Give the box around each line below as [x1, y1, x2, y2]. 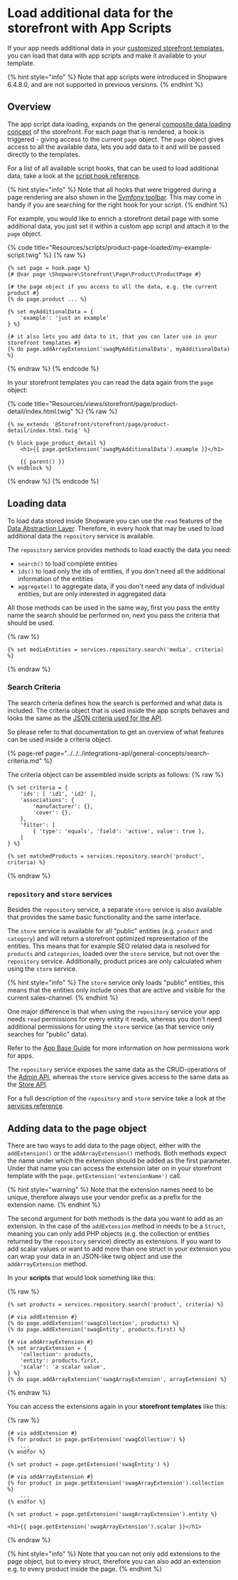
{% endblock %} [7, 464, 53, 472]
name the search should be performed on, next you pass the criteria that [7, 610, 220, 619]
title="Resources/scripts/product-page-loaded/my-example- [34, 243, 212, 251]
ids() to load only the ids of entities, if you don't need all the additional [17, 566, 225, 575]
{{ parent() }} [20, 458, 65, 465]
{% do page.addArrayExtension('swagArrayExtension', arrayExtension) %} [7, 1376, 227, 1383]
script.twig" [7, 251, 42, 259]
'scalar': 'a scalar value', [20, 1363, 107, 1371]
